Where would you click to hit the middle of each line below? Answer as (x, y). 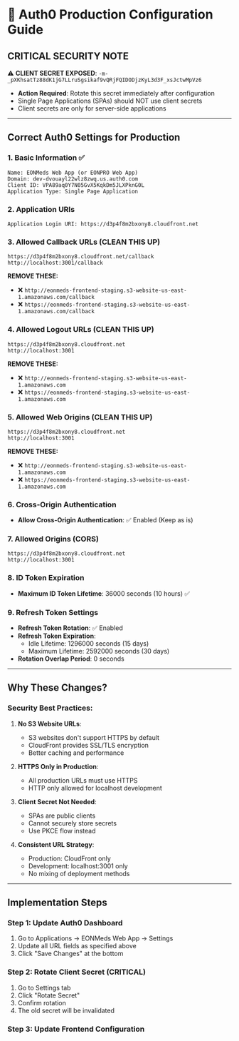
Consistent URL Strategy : (56, 844)
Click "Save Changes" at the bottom (70, 954)
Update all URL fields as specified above (77, 946)
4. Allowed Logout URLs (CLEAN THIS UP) (81, 330)
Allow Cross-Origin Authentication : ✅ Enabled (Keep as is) (105, 520)
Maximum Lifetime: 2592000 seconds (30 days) (99, 651)
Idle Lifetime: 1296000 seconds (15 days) (89, 644)
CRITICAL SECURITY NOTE (68, 56)
